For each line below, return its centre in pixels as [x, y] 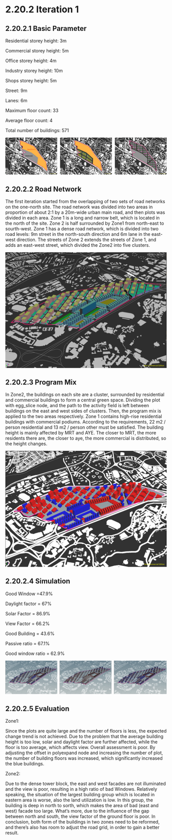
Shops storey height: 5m [31, 80]
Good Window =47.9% [29, 594]
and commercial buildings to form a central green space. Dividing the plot [83, 400]
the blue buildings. [25, 764]
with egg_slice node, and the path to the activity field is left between [77, 406]
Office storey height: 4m [31, 61]
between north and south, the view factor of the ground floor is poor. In [80, 816]
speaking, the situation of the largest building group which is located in [80, 795]
